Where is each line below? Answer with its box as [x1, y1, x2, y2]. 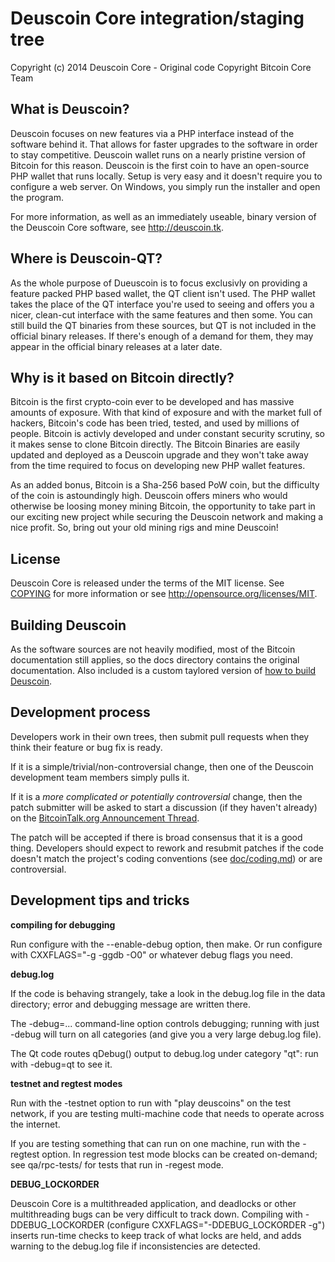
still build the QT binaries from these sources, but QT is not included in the [10, 319, 317, 331]
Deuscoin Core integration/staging [10, 7, 305, 30]
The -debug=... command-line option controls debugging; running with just [10, 1017, 320, 1029]
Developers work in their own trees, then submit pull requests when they [10, 730, 310, 742]
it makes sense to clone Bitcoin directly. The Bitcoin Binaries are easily [10, 438, 301, 451]
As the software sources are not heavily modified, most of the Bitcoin [10, 643, 296, 655]
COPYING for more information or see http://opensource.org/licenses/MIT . [10, 588, 318, 600]
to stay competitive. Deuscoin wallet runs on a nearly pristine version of [10, 148, 306, 161]
